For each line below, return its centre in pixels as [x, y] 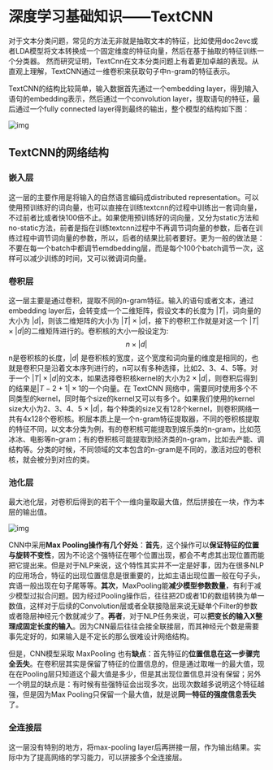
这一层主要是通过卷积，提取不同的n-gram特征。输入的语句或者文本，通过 [131, 300]
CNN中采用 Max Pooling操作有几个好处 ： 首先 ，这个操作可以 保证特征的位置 [134, 545]
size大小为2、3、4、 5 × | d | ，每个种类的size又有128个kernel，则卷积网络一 [134, 408]
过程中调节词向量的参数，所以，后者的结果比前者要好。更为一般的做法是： [140, 237]
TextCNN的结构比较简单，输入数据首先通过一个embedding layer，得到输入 [134, 88]
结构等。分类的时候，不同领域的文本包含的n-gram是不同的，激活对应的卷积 [135, 449]
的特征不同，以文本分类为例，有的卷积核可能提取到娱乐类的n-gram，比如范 [135, 429]
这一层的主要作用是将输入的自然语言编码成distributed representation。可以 [134, 197]
